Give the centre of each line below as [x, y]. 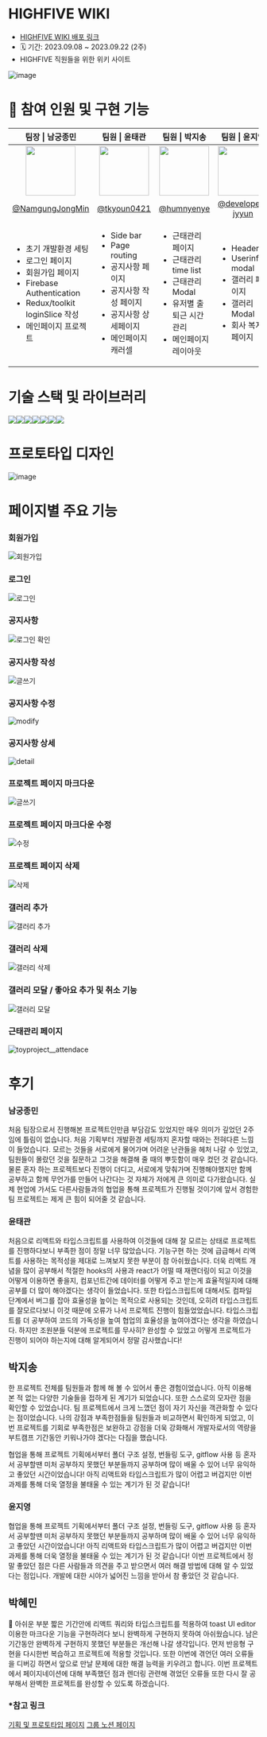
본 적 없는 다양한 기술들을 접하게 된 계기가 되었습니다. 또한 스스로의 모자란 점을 [130, 1398]
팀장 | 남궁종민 [51, 137]
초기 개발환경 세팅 [57, 249]
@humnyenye [184, 208]
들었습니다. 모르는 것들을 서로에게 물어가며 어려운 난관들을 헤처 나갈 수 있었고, [137, 1150]
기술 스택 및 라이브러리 [77, 397]
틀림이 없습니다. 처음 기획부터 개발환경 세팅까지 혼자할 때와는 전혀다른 [131, 1140]
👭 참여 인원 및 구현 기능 [79, 110]
